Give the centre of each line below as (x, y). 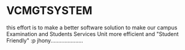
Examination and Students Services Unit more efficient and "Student (92, 34)
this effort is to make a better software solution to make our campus (92, 27)
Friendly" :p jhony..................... (45, 40)
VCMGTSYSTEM (49, 11)
